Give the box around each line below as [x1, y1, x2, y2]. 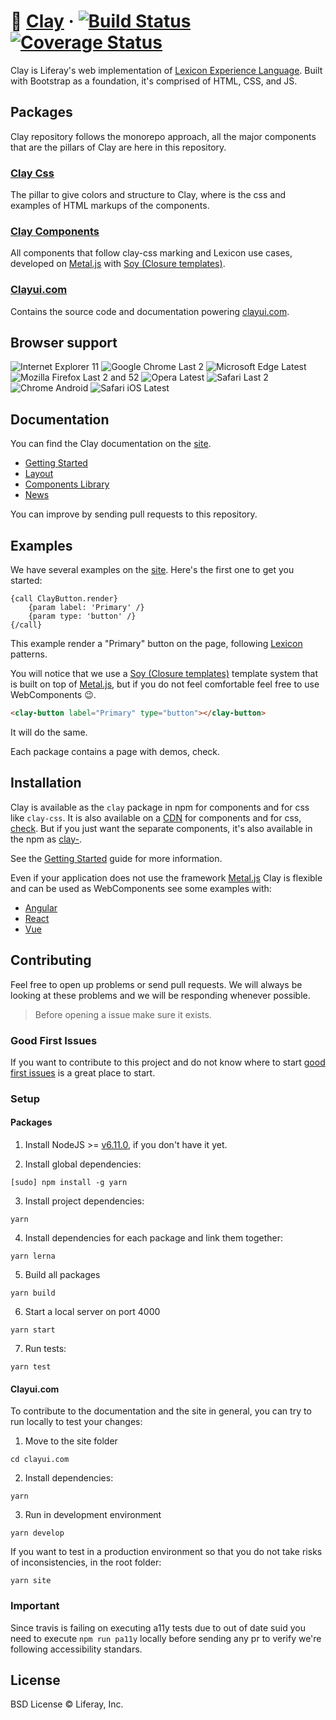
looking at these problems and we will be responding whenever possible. [10, 989, 311, 1001]
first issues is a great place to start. [10, 1066, 156, 1079]
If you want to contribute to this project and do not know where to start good [10, 1056, 326, 1068]
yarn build [10, 1288, 56, 1298]
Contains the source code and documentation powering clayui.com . [10, 305, 290, 317]
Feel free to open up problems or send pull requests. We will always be [10, 978, 303, 990]
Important [10, 1599, 60, 1613]
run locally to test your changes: [10, 1416, 143, 1428]
